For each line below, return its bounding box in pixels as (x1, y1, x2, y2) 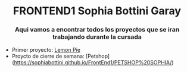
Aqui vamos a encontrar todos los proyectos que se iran (14, 26, 180, 34)
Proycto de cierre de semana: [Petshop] (11, 52, 110, 60)
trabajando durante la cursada (52, 33, 142, 41)
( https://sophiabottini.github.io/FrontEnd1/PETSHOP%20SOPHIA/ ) (11, 59, 174, 66)
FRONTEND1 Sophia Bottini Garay (13, 4, 182, 18)
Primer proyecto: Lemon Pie (11, 46, 80, 54)
